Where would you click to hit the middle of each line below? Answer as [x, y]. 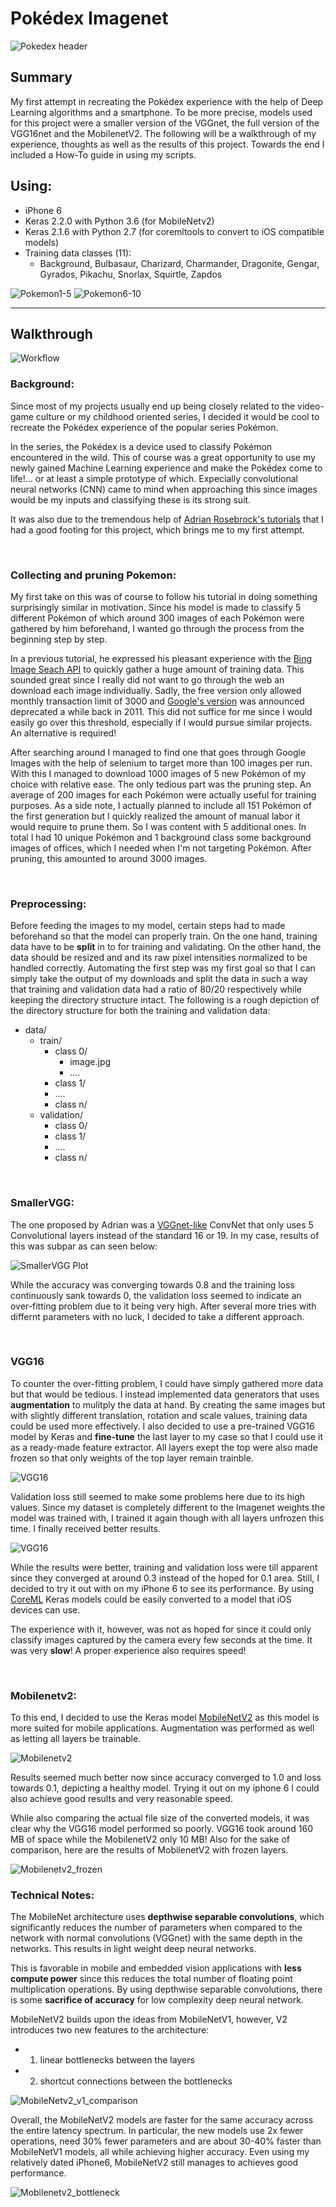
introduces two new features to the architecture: [110, 2030]
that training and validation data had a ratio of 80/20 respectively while [156, 989]
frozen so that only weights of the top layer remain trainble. [132, 1458]
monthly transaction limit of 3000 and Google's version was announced [157, 701]
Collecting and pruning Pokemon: [93, 575]
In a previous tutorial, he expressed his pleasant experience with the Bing [161, 658]
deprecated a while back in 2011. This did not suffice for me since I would [161, 711]
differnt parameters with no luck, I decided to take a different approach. [157, 1316]
